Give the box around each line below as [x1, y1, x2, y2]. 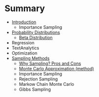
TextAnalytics [11, 45, 40, 51]
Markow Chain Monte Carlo [19, 81, 74, 87]
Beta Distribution [19, 35, 53, 40]
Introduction [11, 19, 37, 25]
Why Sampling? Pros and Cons [19, 60, 81, 66]
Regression [11, 39, 35, 45]
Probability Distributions [11, 29, 60, 35]
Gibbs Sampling [19, 86, 51, 92]
